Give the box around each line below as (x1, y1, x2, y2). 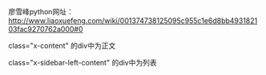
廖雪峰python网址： (8, 7, 74, 16)
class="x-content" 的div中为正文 (8, 41, 116, 50)
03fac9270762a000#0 (8, 25, 83, 34)
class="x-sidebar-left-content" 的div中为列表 (8, 58, 158, 67)
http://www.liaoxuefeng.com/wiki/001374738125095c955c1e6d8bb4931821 (8, 16, 258, 26)
